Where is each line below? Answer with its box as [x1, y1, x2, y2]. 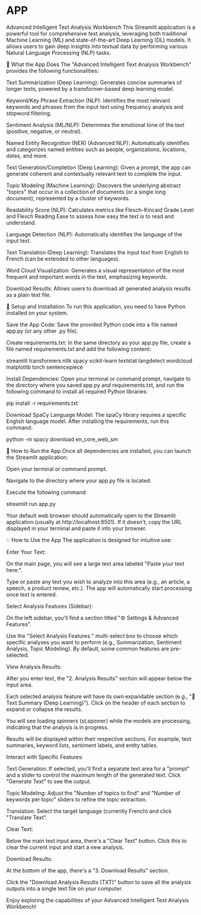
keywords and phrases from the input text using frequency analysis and [6, 103, 184, 110]
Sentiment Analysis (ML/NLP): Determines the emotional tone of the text [6, 121, 185, 128]
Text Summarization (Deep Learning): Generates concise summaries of [6, 79, 182, 86]
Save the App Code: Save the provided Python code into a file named [6, 321, 178, 328]
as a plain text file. [6, 291, 52, 298]
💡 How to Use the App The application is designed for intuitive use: [6, 536, 172, 543]
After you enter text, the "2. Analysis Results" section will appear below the [6, 674, 192, 682]
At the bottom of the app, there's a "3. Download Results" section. [6, 867, 170, 874]
